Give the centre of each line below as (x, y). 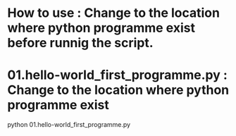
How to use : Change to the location (114, 13)
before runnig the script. (80, 43)
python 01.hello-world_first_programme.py (69, 125)
